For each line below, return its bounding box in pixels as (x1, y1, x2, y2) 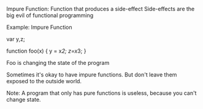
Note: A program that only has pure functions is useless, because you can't (6, 89, 197, 97)
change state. (6, 96, 41, 103)
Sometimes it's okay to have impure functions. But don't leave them (6, 71, 177, 78)
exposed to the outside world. (6, 78, 82, 85)
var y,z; (6, 36, 26, 42)
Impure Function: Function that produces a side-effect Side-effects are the (6, 6, 195, 12)
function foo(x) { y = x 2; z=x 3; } (6, 47, 86, 55)
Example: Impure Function (6, 24, 72, 31)
